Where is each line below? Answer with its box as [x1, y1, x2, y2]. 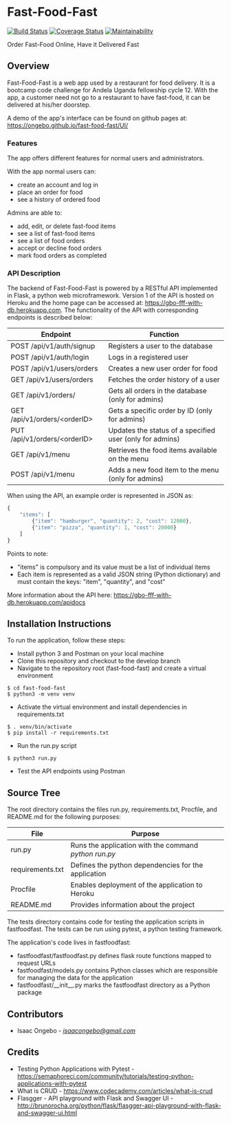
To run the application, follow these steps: [7, 636, 126, 645]
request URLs [16, 959, 56, 968]
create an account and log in [16, 180, 98, 189]
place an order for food [16, 188, 83, 196]
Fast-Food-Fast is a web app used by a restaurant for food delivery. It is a [7, 79, 215, 87]
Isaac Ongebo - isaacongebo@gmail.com [16, 1027, 136, 1035]
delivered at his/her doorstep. [7, 101, 91, 109]
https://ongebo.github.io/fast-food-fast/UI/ [7, 121, 129, 129]
